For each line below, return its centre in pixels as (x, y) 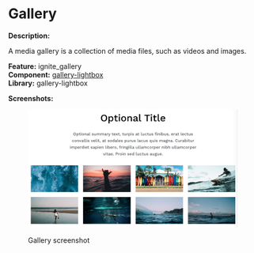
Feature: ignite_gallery (45, 66)
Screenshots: (31, 98)
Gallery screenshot (59, 240)
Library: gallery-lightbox (48, 83)
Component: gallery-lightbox (56, 74)
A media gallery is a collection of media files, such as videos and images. (127, 51)
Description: (29, 36)
